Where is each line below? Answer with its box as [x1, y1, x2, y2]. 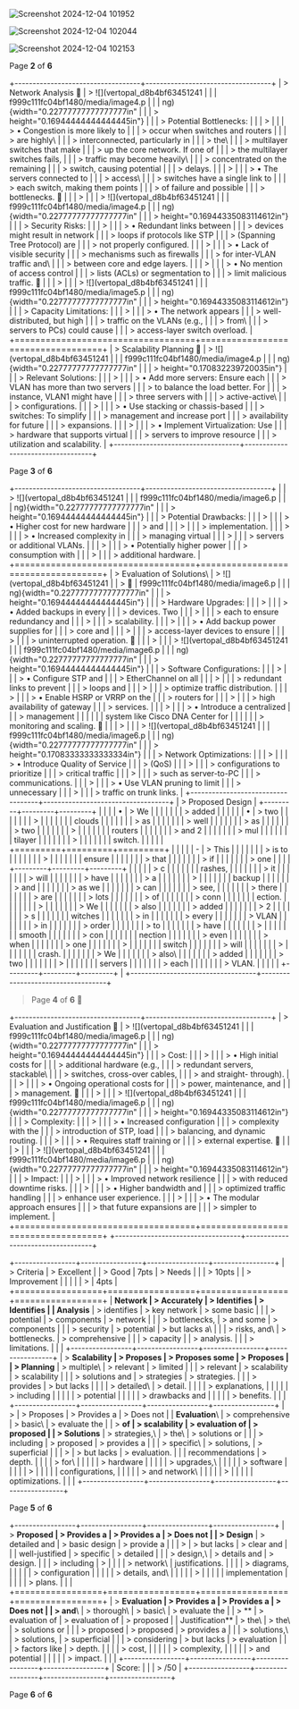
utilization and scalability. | [9, 439, 107, 449]
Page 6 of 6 [9, 1689, 54, 1699]
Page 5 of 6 [9, 1502, 53, 1513]
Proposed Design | [188, 797, 257, 807]
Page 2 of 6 [9, 61, 53, 71]
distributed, [9, 316, 52, 326]
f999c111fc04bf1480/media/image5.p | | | [9, 287, 161, 297]
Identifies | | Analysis [9, 1305, 90, 1315]
